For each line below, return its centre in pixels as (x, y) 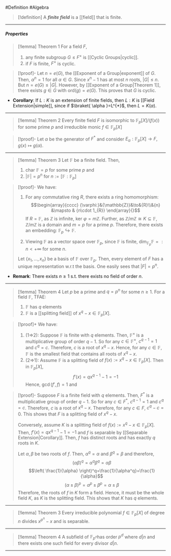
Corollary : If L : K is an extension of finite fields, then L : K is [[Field (83, 100)
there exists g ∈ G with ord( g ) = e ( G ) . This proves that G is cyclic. (87, 90)
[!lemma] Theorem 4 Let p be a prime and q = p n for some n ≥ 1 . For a (91, 291)
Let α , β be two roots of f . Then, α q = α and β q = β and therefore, (86, 453)
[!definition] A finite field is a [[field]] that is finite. (70, 17)
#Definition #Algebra (27, 7)
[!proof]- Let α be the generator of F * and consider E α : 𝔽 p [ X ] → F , (88, 139)
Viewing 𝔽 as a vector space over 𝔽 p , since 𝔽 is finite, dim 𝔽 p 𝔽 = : (94, 243)
